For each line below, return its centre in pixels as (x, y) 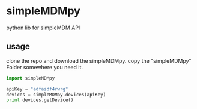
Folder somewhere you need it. (44, 67)
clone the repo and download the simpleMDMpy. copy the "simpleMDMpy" (99, 60)
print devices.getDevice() (40, 100)
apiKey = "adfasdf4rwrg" (37, 89)
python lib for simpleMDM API (43, 28)
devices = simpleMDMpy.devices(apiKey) (56, 95)
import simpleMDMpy (31, 78)
